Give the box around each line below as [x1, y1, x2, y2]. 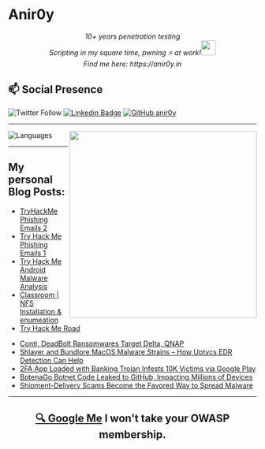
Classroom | [19, 290, 59, 299]
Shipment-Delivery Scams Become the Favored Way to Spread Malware [19, 380, 254, 390]
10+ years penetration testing [84, 32, 181, 41]
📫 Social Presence [8, 83, 103, 96]
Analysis [19, 281, 48, 291]
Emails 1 [19, 248, 47, 258]
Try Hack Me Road [19, 323, 80, 332]
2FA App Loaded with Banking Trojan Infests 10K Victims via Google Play [19, 364, 256, 373]
